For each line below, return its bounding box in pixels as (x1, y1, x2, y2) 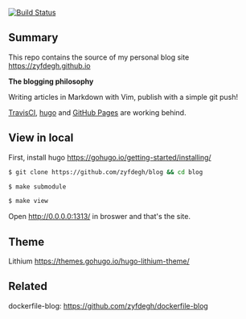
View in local (8, 131, 74, 145)
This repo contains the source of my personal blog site (8, 52, 190, 62)
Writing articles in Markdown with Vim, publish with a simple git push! (8, 92, 239, 101)
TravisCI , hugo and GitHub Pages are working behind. (8, 107, 187, 117)
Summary (8, 31, 59, 44)
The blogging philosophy (8, 77, 94, 86)
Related (8, 280, 48, 293)
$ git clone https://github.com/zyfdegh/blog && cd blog (8, 168, 203, 176)
